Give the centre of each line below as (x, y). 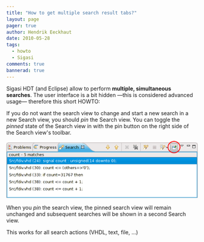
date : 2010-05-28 (28, 39)
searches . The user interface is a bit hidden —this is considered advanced (100, 95)
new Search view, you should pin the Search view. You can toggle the (93, 119)
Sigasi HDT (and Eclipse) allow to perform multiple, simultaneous (89, 89)
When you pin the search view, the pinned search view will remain (89, 207)
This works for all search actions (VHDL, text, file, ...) (72, 232)
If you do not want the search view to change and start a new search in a (97, 113)
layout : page (23, 19)
